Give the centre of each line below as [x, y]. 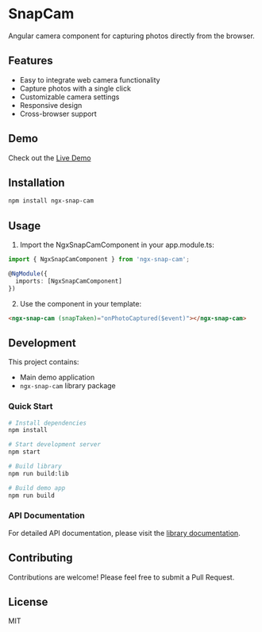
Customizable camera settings [69, 97]
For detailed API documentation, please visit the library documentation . [124, 533]
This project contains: [44, 362]
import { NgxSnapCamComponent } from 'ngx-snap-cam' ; [99, 260]
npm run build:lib [39, 473]
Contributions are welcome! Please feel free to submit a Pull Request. [121, 577]
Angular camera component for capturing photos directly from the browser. [132, 36]
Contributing [40, 558]
